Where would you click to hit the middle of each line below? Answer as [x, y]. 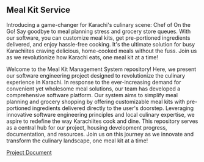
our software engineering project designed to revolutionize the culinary [96, 75]
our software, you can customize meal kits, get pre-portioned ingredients [98, 38]
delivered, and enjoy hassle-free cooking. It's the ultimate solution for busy [101, 44]
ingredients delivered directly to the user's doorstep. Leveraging [113, 108]
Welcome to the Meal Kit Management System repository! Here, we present [101, 69]
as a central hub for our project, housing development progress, [87, 127]
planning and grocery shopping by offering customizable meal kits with [96, 101]
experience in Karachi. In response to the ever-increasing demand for [94, 82]
